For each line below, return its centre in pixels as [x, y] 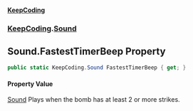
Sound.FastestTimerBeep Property [87, 51]
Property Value [30, 84]
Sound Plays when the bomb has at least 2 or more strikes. [94, 100]
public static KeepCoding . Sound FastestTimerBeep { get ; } [97, 68]
